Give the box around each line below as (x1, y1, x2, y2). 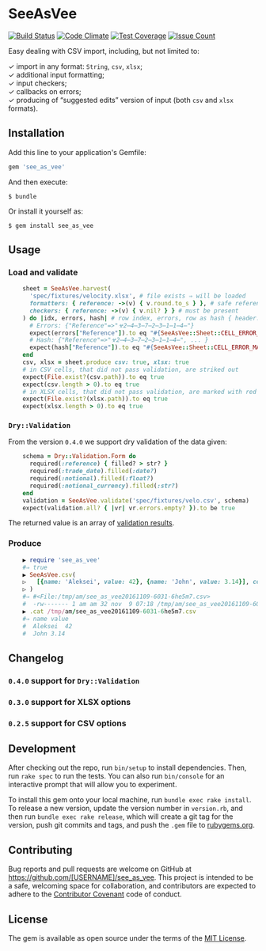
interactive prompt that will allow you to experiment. (8, 780, 177, 790)
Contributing (8, 843, 73, 857)
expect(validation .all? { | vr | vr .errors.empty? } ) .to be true (22, 504, 236, 512)
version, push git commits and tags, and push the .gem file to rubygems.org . (8, 820, 256, 830)
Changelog (8, 651, 64, 665)
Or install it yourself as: (8, 206, 83, 216)
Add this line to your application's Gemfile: (8, 147, 146, 157)
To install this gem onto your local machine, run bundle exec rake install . (8, 795, 252, 805)
